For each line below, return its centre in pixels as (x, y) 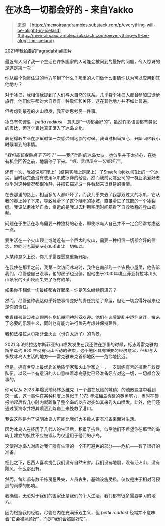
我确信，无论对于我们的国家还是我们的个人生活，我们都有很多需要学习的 (78, 495)
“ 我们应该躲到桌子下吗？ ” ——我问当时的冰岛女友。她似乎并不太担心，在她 (81, 155)
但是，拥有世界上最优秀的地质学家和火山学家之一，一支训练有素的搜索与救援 (82, 367)
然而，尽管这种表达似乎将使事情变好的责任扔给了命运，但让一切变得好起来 (80, 300)
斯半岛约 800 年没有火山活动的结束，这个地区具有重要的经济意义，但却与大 (82, 350)
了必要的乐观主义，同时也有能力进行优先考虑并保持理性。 (63, 323)
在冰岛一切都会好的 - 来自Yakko (69, 10)
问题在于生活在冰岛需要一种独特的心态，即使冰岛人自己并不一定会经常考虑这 (82, 223)
